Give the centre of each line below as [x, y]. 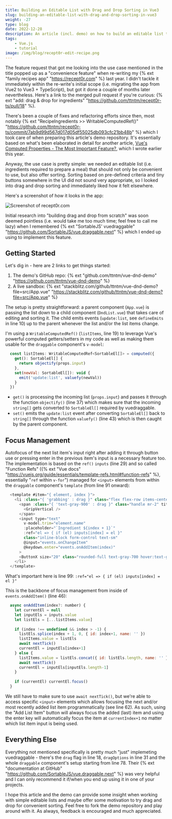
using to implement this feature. [39, 237]
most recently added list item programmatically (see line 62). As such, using [85, 707]
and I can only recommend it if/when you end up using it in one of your [80, 779]
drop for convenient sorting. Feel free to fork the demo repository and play [84, 805]
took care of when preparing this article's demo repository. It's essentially [83, 137]
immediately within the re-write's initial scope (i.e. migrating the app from [83, 84]
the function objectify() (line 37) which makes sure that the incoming [87, 403]
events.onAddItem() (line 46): [36, 596]
